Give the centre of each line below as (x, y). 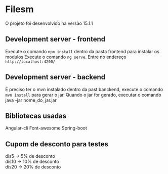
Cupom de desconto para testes (57, 144)
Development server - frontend (55, 39)
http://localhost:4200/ (30, 62)
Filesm (19, 9)
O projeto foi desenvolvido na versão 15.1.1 (49, 23)
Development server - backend (55, 77)
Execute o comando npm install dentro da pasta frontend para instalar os (82, 51)
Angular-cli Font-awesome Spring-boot (46, 128)
